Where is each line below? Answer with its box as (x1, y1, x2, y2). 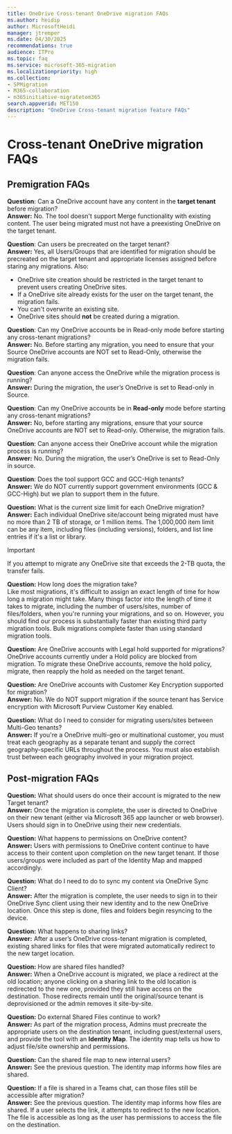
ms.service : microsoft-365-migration (7, 62, 116, 69)
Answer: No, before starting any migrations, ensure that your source (7, 418, 203, 426)
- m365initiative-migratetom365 (7, 94, 100, 101)
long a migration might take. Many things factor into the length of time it (7, 595, 212, 603)
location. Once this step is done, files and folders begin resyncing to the (7, 906, 213, 915)
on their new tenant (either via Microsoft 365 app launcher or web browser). (7, 813, 224, 821)
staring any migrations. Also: (7, 262, 89, 270)
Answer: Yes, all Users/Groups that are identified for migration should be (7, 247, 216, 255)
